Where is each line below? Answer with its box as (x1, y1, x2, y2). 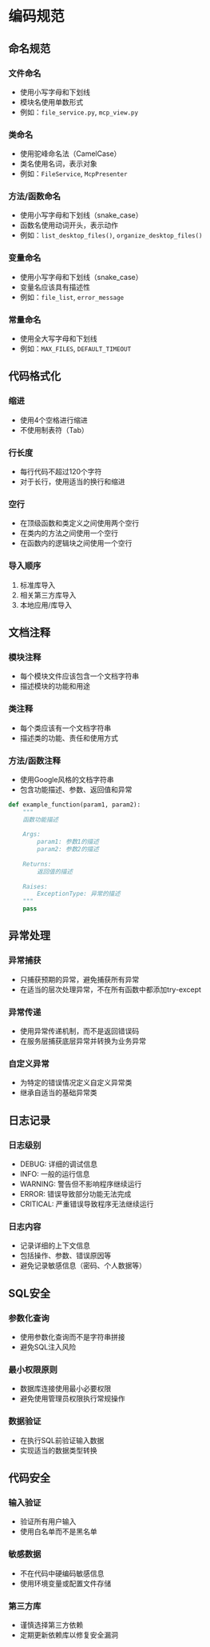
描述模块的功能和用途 (19, 682, 90, 691)
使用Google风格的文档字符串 (19, 774, 114, 784)
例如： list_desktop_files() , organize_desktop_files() (19, 230, 203, 240)
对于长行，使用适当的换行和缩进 (19, 477, 125, 486)
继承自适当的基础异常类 (19, 1088, 97, 1097)
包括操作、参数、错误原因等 (19, 1251, 112, 1261)
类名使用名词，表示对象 (19, 159, 97, 169)
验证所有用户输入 (19, 1517, 77, 1526)
